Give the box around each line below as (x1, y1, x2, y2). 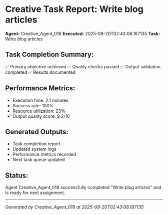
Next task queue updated (12, 157, 65, 163)
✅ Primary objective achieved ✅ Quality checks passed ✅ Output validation (5, 63, 161, 69)
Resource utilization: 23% (12, 108, 66, 114)
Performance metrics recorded (12, 151, 76, 158)
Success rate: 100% (12, 102, 54, 108)
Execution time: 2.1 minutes (12, 97, 69, 103)
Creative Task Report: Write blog (5, 3, 143, 15)
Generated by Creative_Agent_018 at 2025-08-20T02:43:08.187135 (5, 204, 144, 210)
